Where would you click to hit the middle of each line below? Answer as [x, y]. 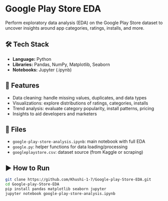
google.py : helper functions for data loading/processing [70, 147]
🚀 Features [22, 86]
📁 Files [16, 129]
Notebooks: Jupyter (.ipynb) [42, 70]
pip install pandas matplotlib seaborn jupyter [56, 189]
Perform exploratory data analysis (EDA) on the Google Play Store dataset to [84, 23]
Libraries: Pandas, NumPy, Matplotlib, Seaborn [61, 64]
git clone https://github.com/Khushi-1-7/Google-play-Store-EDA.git [78, 180]
